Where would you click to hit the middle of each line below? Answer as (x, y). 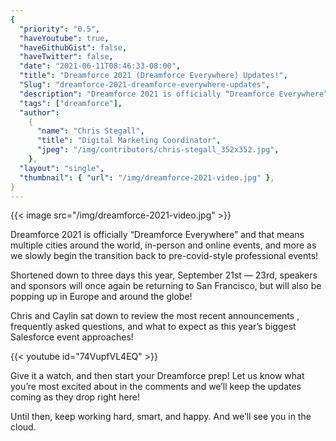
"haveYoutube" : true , (64, 38)
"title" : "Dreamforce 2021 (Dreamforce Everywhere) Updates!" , (153, 76)
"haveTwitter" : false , (66, 57)
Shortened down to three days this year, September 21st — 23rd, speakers (164, 275)
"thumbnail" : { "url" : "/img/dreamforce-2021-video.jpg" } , (147, 177)
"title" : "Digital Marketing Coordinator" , (129, 141)
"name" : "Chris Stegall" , (90, 131)
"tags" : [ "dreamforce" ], (71, 103)
